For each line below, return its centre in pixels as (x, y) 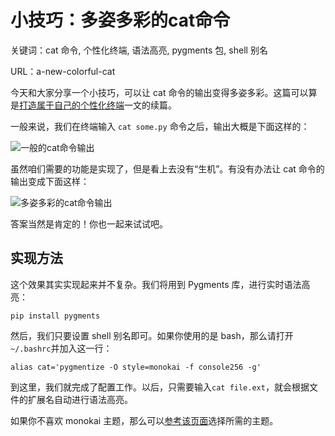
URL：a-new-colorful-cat (63, 71)
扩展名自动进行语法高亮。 (80, 399)
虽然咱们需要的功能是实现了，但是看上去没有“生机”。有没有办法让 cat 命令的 (167, 168)
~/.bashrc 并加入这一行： (61, 348)
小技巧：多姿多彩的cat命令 (120, 20)
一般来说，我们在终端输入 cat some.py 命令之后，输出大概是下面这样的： (160, 126)
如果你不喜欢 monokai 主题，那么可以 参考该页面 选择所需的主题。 (144, 420)
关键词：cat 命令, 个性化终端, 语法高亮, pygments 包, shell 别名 (139, 50)
